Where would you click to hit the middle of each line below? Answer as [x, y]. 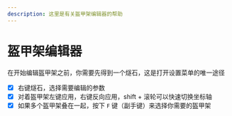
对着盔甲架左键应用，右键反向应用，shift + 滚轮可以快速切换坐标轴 [115, 96]
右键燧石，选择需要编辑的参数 [61, 88]
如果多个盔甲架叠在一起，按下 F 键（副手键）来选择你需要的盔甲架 [114, 105]
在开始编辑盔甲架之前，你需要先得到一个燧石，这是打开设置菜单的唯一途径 [116, 73]
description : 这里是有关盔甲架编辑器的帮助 [65, 14]
